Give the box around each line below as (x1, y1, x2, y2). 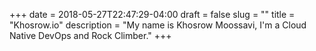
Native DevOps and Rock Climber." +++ (9, 30, 172, 41)
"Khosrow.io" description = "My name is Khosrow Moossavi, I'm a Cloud (9, 19, 307, 31)
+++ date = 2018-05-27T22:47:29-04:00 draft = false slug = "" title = (9, 9, 296, 20)
